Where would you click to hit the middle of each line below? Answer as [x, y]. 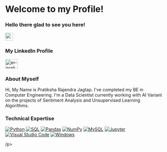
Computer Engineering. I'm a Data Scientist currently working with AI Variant [83, 95]
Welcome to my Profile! [54, 9]
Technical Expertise [30, 118]
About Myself [22, 79]
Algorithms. [17, 106]
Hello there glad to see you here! [45, 25]
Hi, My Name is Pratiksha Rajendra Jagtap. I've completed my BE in [74, 90]
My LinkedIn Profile [29, 51]
